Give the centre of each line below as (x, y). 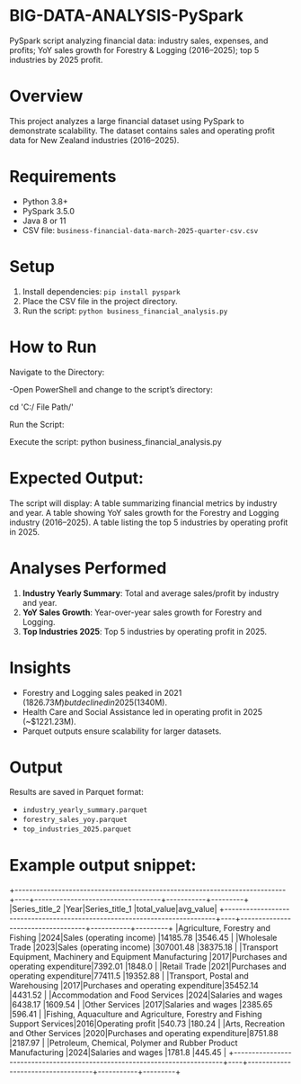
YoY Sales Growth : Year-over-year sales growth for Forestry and (142, 612)
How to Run (53, 347)
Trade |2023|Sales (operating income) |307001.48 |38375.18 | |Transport (144, 947)
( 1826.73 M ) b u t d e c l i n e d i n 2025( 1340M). (95, 702)
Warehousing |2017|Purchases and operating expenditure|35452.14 (134, 986)
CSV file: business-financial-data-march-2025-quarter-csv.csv (140, 230)
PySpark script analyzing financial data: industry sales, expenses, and (139, 41)
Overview (46, 96)
